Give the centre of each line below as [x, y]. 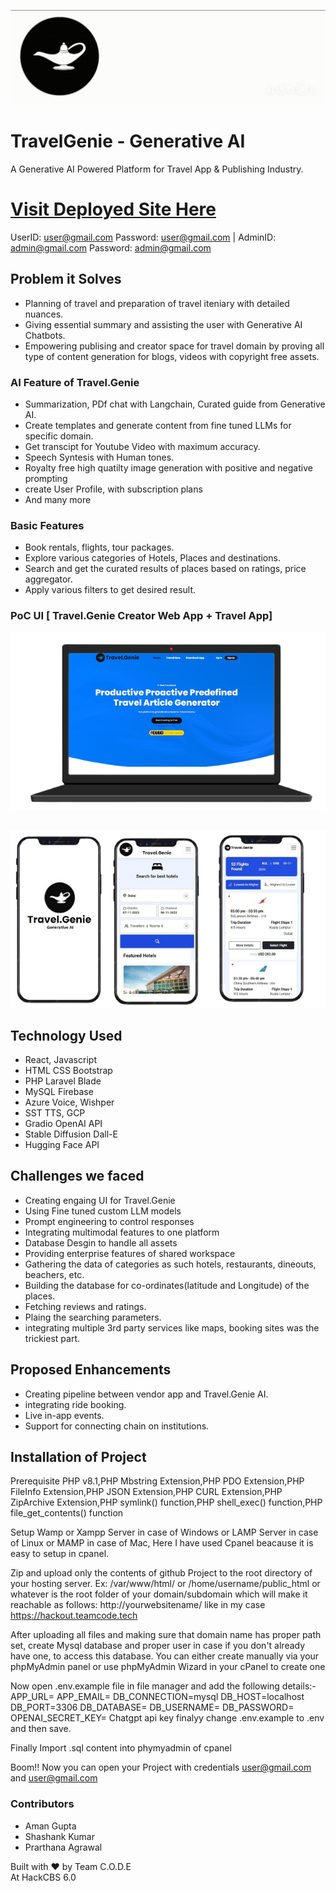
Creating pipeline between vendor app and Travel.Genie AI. [146, 1394]
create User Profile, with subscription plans [113, 489]
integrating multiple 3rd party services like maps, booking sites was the [172, 1327]
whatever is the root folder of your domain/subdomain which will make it [159, 1594]
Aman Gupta [50, 1826]
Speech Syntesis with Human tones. [99, 457]
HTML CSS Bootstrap [68, 1071]
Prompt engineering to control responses [109, 1221]
